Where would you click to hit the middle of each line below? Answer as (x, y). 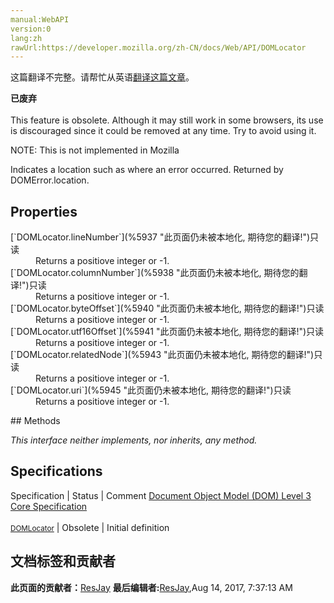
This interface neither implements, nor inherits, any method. (134, 440)
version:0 (31, 29)
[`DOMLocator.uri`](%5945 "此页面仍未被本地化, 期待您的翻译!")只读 (151, 390)
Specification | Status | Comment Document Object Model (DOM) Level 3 (161, 495)
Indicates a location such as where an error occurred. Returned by (147, 170)
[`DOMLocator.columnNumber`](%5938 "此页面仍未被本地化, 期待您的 (155, 273)
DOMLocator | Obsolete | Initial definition (90, 527)
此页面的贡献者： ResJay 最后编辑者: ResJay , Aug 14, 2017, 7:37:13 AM (151, 587)
